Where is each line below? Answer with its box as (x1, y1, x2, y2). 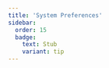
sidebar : (8, 19, 37, 27)
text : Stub (22, 41, 58, 48)
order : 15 (15, 26, 47, 34)
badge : (15, 33, 37, 41)
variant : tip (22, 48, 65, 55)
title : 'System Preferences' (8, 11, 103, 20)
